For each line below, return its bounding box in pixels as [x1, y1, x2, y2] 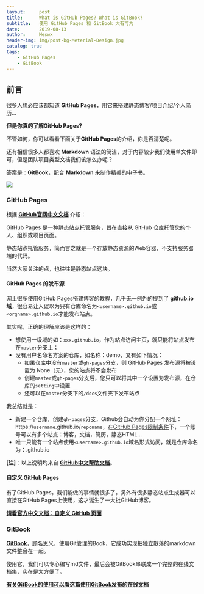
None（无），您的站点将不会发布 [36, 366, 117, 373]
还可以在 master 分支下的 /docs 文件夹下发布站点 [24, 389, 140, 397]
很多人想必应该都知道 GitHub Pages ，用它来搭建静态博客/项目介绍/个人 [6, 101, 186, 109]
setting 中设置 [35, 381, 71, 389]
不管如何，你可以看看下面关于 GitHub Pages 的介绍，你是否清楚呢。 [6, 135, 175, 142]
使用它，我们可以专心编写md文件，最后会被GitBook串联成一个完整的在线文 [6, 560, 194, 568]
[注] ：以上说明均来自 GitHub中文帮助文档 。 [6, 459, 116, 466]
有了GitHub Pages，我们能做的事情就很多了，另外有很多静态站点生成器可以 [6, 489, 196, 496]
